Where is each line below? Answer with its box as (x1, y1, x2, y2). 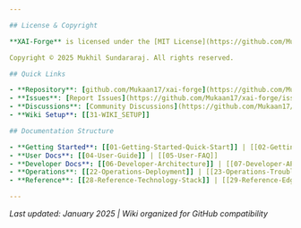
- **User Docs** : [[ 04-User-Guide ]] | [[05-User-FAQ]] (9, 151, 219, 160)
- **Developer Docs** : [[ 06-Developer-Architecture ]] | (9, 159, 222, 168)
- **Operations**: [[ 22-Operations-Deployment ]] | (9, 167, 202, 177)
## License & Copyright (9, 21, 99, 30)
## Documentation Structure (9, 126, 115, 135)
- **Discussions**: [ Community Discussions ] (9, 102, 178, 112)
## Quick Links (9, 69, 66, 79)
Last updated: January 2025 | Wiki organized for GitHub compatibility (9, 208, 269, 219)
